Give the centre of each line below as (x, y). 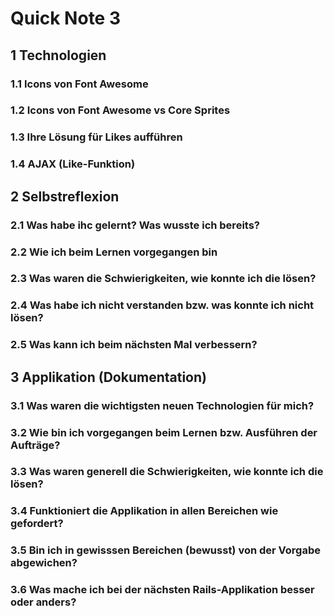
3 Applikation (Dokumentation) (108, 377)
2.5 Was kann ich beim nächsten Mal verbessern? (134, 345)
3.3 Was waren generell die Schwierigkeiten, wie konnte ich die (167, 472)
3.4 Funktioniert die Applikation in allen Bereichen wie (144, 511)
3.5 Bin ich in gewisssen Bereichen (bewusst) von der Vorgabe (166, 550)
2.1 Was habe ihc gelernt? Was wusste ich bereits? (135, 225)
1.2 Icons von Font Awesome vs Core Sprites (120, 110)
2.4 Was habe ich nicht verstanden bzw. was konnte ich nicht (162, 305)
